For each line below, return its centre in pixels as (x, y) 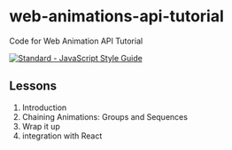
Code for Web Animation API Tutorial (76, 41)
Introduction (44, 107)
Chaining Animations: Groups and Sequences (105, 116)
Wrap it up (41, 126)
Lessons (33, 86)
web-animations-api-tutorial (116, 16)
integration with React (62, 136)
